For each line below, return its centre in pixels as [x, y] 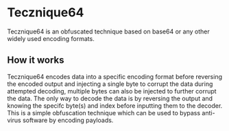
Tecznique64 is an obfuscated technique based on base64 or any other [109, 31]
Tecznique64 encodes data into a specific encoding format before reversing [115, 76]
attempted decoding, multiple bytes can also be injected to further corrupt [112, 91]
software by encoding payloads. [68, 120]
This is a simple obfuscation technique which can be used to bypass [104, 113]
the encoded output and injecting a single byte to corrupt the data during [110, 84]
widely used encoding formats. [51, 38]
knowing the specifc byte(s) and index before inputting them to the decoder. [115, 105]
